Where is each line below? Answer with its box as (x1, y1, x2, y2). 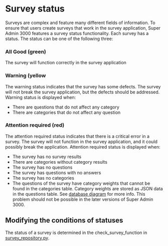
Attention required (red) (5, 121, 65, 129)
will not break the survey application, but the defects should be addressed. (5, 89, 160, 95)
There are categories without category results (12, 159, 108, 165)
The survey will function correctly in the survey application (5, 60, 127, 66)
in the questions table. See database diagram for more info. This (12, 191, 145, 197)
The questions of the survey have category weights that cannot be (12, 180, 150, 186)
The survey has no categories (12, 175, 74, 181)
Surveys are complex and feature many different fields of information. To (5, 20, 155, 26)
